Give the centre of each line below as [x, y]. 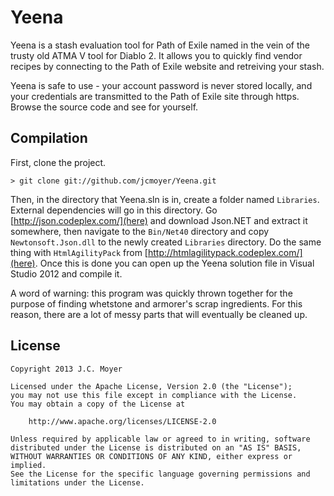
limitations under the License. [77, 482]
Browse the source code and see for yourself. [104, 107]
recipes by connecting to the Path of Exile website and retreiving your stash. [167, 66]
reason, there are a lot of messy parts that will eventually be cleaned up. [159, 314]
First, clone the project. [58, 162]
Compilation [49, 138]
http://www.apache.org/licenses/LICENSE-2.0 [122, 421]
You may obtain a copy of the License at [98, 404]
